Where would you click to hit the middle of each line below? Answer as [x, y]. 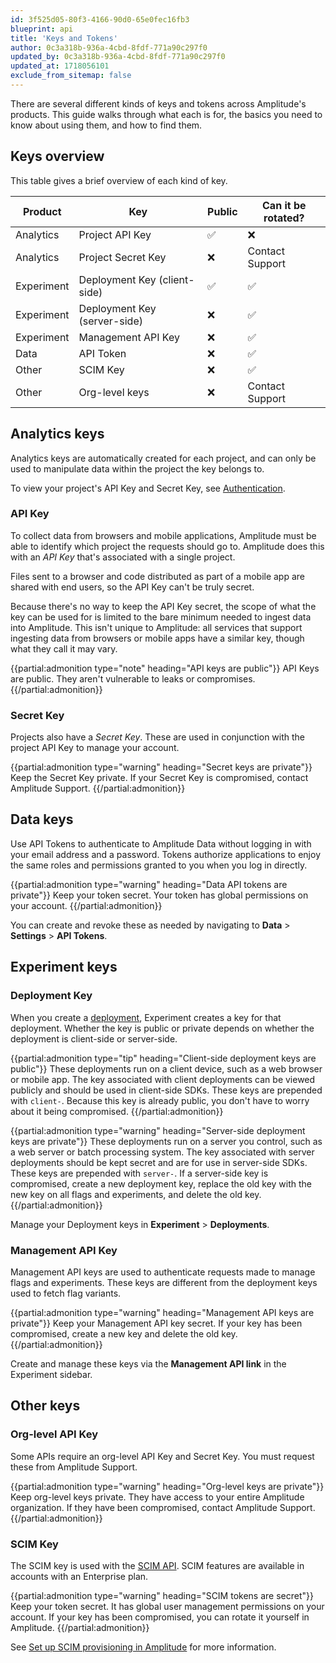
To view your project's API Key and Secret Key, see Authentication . [148, 488]
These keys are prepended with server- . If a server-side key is [139, 1173]
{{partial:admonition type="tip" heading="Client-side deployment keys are [163, 1058]
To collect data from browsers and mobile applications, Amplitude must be [163, 535]
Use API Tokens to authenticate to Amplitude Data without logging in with [161, 843]
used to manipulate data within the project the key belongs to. [137, 468]
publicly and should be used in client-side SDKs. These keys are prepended [166, 1090]
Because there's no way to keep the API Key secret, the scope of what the [163, 606]
